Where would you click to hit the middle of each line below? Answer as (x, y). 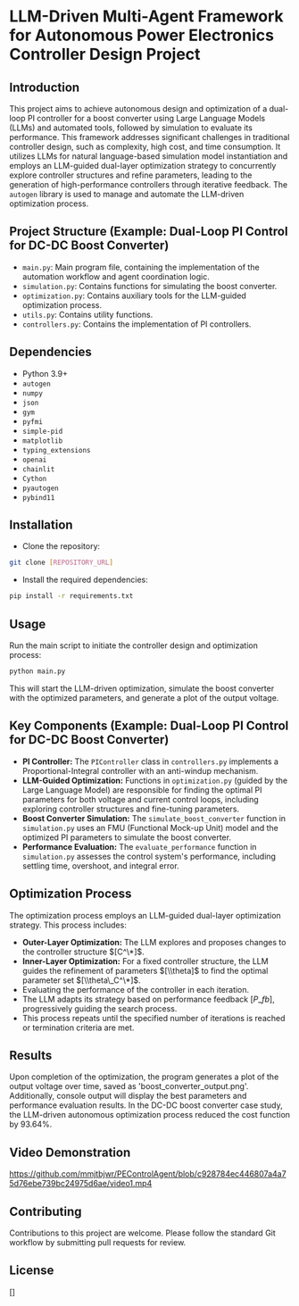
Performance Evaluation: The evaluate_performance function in (139, 846)
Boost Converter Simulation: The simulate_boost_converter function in (154, 818)
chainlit (38, 469)
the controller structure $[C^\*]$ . (83, 952)
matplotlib (42, 441)
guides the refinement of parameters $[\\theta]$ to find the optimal (145, 970)
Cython (34, 478)
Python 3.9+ (45, 373)
